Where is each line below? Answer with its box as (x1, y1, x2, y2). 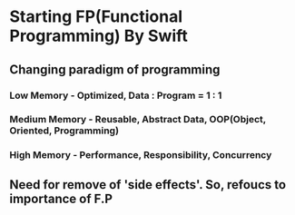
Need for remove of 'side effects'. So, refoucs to (9, 177, 287, 192)
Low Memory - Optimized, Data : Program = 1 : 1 (9, 89, 222, 102)
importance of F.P (9, 191, 113, 206)
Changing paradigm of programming (9, 62, 221, 77)
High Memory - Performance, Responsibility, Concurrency (9, 149, 272, 161)
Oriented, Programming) (9, 124, 120, 137)
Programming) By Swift (9, 25, 189, 46)
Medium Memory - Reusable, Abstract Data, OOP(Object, (9, 113, 266, 126)
